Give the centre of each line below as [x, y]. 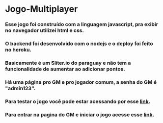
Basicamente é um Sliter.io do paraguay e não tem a [68, 63]
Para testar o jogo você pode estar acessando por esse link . [78, 101]
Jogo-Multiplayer [41, 9]
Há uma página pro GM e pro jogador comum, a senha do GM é [81, 82]
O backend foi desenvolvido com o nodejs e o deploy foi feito [79, 44]
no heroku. [18, 50]
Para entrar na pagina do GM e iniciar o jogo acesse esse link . [80, 115]
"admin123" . [20, 88]
